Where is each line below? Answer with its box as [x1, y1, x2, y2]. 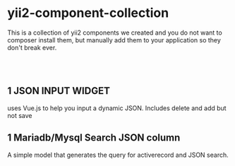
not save [7, 111, 32, 119]
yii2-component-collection [7, 5, 169, 21]
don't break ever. [7, 43, 57, 52]
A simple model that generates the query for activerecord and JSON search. [7, 150, 229, 159]
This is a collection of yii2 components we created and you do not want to [7, 28, 222, 37]
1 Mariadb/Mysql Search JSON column [7, 132, 181, 144]
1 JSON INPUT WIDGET [7, 85, 111, 97]
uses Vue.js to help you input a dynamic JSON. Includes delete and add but [7, 104, 227, 112]
